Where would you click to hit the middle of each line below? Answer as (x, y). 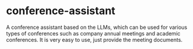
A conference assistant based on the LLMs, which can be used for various (97, 27)
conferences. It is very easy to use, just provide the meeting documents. (94, 40)
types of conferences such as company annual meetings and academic (93, 33)
